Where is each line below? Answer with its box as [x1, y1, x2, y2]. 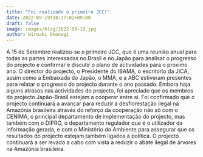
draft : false [6, 20, 40, 26]
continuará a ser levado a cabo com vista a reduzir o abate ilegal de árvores [6, 139, 196, 146]
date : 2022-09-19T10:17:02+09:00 [6, 15, 91, 21]
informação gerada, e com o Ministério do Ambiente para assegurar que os [6, 126, 195, 133]
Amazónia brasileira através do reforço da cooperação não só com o [6, 106, 178, 114]
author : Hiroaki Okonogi [6, 32, 69, 38]
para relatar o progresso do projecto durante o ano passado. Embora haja [6, 80, 191, 88]
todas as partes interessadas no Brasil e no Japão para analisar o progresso [6, 55, 197, 62]
